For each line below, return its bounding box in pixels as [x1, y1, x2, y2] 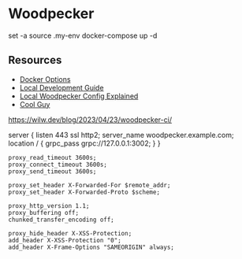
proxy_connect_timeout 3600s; [8, 161, 108, 168]
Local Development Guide [19, 83, 104, 92]
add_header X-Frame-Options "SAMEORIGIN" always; [8, 243, 175, 251]
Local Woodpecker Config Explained [19, 91, 139, 101]
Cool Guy [19, 99, 50, 109]
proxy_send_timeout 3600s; [8, 167, 97, 176]
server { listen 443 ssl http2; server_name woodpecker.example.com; [8, 130, 234, 139]
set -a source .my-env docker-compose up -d [8, 31, 158, 40]
